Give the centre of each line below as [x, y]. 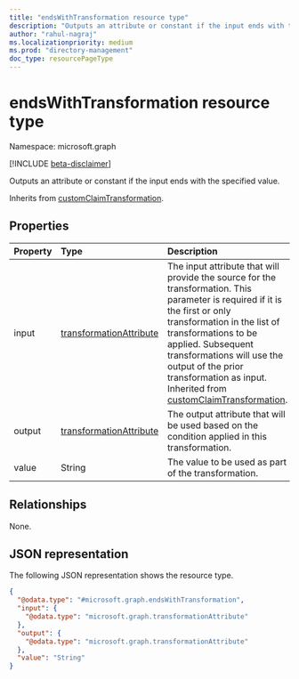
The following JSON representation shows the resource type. [121, 576]
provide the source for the [222, 277]
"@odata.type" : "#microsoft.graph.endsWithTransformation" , [131, 600]
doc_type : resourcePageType [61, 59]
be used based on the [213, 425]
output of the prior [206, 366]
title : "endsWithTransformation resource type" [99, 17]
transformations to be [213, 333]
